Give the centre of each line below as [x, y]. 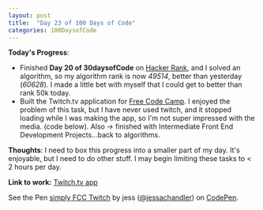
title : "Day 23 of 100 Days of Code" [72, 23]
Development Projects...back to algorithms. [90, 135]
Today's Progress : [39, 53]
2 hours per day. [35, 167]
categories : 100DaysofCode [53, 30]
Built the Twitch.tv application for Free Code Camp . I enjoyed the [125, 101]
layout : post [30, 15]
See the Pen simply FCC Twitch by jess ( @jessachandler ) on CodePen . [124, 197]
